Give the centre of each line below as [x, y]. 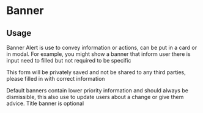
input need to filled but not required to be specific [69, 60]
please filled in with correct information [56, 79]
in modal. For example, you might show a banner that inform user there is [98, 54]
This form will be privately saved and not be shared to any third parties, [96, 72]
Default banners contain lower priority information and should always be [97, 91]
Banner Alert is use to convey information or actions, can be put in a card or [102, 47]
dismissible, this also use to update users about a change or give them [95, 97]
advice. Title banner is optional [45, 103]
